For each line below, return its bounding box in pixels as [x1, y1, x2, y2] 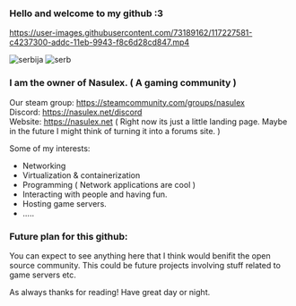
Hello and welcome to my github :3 [9, 7, 164, 20]
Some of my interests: [9, 142, 91, 154]
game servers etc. [9, 269, 76, 280]
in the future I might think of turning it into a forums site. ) [9, 125, 222, 136]
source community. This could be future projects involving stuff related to [9, 259, 281, 270]
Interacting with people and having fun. [22, 189, 168, 200]
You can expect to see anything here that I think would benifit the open [9, 250, 271, 261]
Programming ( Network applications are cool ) [22, 179, 196, 190]
